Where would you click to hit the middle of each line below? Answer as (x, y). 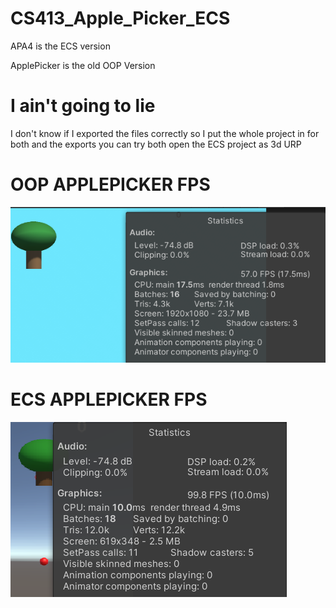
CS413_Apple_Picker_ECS (120, 18)
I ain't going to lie (83, 106)
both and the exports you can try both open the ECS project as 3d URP (156, 144)
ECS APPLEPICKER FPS (109, 399)
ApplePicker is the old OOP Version (83, 65)
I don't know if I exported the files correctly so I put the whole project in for (165, 133)
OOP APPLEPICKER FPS (110, 184)
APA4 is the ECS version (60, 46)
